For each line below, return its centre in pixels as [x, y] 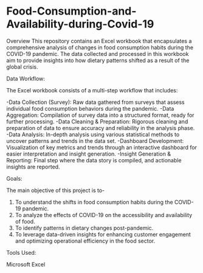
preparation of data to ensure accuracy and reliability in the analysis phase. [101, 128]
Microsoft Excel [26, 264]
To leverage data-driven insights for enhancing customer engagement [103, 234]
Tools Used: [21, 252]
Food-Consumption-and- [71, 11]
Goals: [14, 178]
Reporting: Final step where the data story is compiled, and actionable [94, 160]
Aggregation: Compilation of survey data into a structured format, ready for [100, 115]
